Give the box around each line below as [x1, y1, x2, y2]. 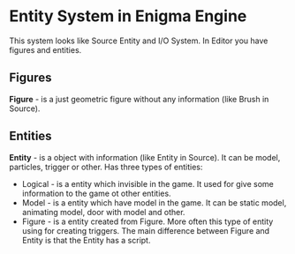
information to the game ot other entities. [21, 188, 171, 198]
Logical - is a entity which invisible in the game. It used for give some [21, 178, 274, 189]
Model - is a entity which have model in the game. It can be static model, [21, 197, 287, 208]
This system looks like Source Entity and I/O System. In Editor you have [9, 35, 269, 46]
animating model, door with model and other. [21, 206, 185, 217]
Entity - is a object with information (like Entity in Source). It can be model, [9, 152, 281, 162]
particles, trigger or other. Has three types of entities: [9, 161, 203, 172]
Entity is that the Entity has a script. [21, 235, 151, 245]
